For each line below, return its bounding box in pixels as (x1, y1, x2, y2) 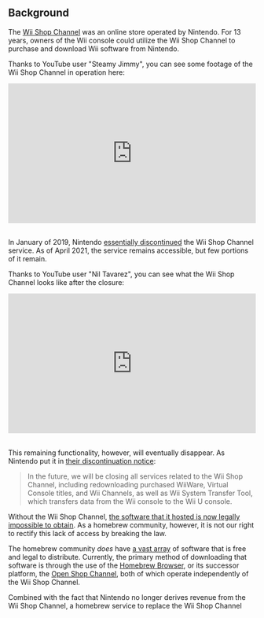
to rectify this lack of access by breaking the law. (8, 528, 167, 538)
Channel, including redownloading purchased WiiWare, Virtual (27, 479, 229, 489)
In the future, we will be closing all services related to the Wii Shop (27, 472, 244, 481)
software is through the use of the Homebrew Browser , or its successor (8, 561, 240, 570)
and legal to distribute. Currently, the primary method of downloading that (8, 552, 247, 561)
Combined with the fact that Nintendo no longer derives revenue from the (8, 592, 246, 601)
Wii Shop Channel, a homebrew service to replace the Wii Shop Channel (8, 601, 242, 610)
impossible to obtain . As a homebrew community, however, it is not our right (8, 520, 255, 530)
